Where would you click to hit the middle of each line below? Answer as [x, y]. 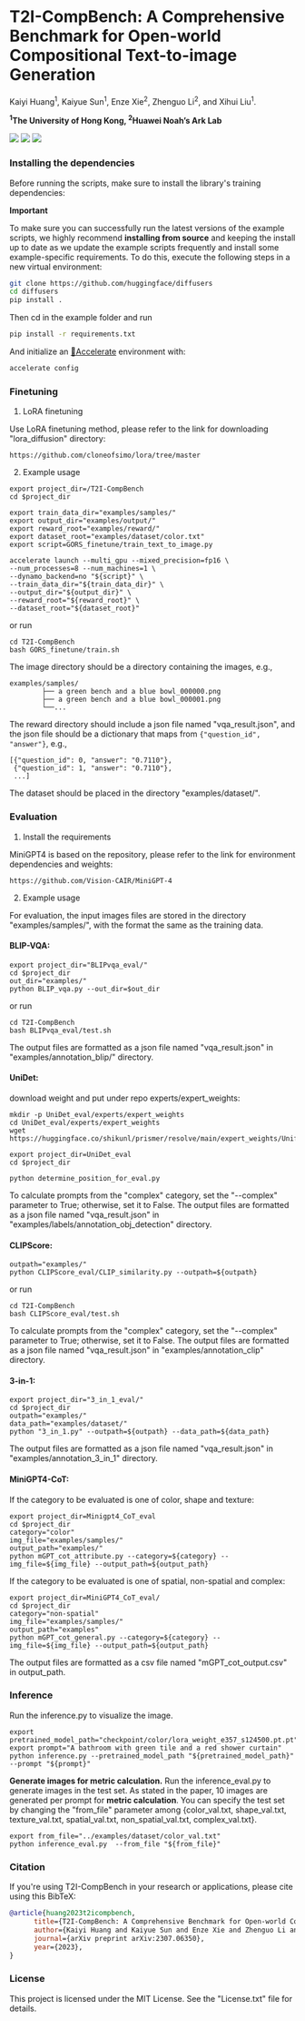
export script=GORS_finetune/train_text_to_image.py [111, 545]
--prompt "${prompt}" [50, 1763]
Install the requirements [67, 837]
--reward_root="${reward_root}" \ [75, 601]
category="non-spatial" [54, 1613]
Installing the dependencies [72, 163]
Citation [27, 1866]
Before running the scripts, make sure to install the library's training [135, 183]
